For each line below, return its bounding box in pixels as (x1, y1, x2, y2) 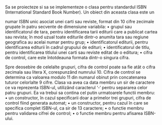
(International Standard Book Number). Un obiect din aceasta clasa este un (5, 9, 155, 15)
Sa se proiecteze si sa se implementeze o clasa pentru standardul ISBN (5, 4, 147, 10)
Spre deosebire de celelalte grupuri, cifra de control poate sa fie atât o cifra (5, 64, 156, 70)
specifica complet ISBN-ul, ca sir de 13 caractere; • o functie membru (5, 105, 144, 111)
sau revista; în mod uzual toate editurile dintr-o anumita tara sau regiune (5, 34, 149, 40)
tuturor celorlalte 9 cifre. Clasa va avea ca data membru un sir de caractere (5, 79, 155, 85)
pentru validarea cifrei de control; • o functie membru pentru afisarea (5, 110, 143, 116)
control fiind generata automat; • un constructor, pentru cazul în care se (5, 100, 148, 106)
